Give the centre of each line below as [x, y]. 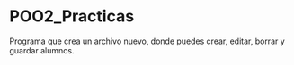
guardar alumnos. [42, 50]
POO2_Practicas [72, 16]
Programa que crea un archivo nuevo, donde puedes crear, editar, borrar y [147, 41]
